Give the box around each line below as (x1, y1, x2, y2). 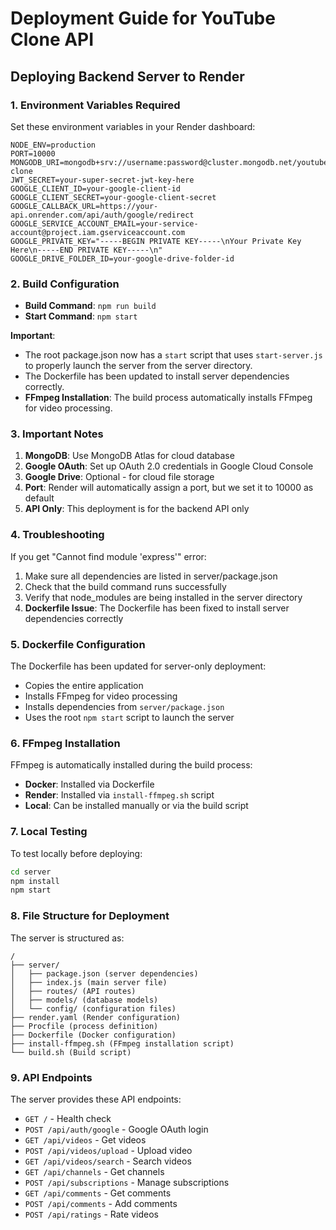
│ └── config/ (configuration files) (10, 1003, 177, 1014)
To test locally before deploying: (10, 847, 143, 859)
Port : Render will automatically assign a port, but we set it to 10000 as (24, 482, 314, 494)
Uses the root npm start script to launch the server (24, 712, 235, 724)
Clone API (10, 28, 95, 51)
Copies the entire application (24, 680, 144, 692)
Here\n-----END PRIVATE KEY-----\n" (10, 245, 163, 255)
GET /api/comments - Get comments (24, 1187, 172, 1199)
